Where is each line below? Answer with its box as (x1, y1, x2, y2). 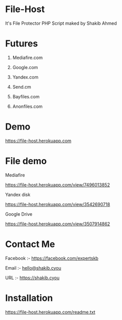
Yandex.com (12, 74, 39, 80)
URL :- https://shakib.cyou (5, 275, 60, 281)
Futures (5, 38, 38, 49)
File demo (5, 155, 47, 167)
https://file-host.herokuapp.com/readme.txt (5, 309, 95, 315)
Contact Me (5, 238, 55, 250)
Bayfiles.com (12, 93, 40, 99)
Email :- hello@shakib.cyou (5, 265, 62, 271)
